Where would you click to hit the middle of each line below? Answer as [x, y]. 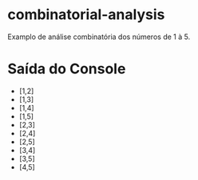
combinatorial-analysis [86, 15]
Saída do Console [67, 69]
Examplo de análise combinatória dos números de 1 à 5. [99, 37]
